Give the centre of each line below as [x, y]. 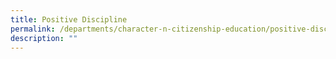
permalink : [33, 29]
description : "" [44, 38]
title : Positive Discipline [69, 19]
